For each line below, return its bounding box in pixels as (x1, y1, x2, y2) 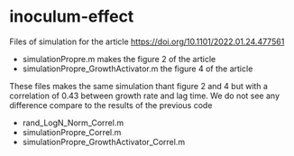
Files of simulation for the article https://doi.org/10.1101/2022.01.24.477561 (9, 36, 285, 47)
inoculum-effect (9, 6, 134, 27)
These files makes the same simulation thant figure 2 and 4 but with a (9, 80, 269, 91)
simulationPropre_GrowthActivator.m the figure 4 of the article (22, 63, 253, 74)
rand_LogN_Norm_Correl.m (22, 117, 124, 128)
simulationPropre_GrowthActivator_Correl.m (22, 136, 186, 147)
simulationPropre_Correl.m (22, 126, 122, 137)
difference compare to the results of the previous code (9, 99, 213, 110)
